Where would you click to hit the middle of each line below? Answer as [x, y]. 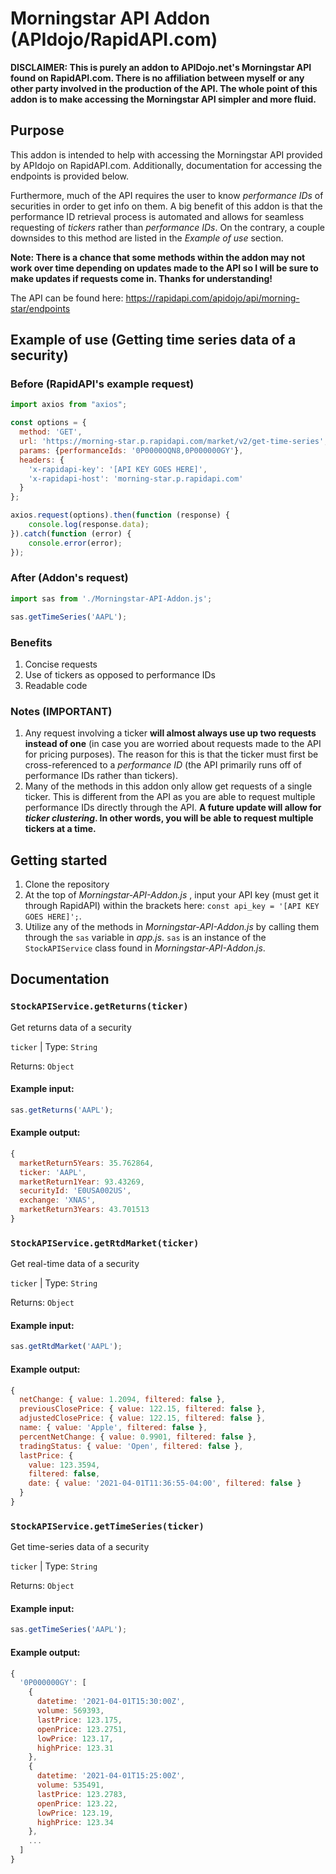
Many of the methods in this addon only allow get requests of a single [168, 786]
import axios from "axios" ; [69, 405]
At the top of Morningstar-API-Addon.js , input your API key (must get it [171, 895]
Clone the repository [67, 884]
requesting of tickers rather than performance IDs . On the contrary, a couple [167, 227]
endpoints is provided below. [70, 176]
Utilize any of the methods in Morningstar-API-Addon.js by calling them [172, 927]
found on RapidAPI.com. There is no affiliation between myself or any [157, 78]
